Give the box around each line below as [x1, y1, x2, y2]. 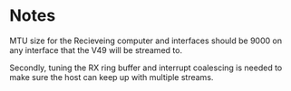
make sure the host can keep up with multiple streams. [9, 71, 214, 82]
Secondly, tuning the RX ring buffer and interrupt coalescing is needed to [9, 62, 283, 73]
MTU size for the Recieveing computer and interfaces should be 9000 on [9, 35, 283, 46]
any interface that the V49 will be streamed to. [9, 44, 183, 55]
